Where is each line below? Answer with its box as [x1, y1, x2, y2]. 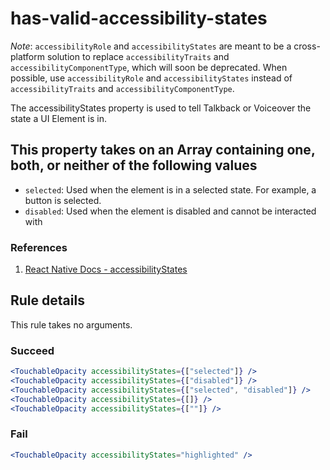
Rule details [10, 292, 85, 309]
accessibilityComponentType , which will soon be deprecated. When [10, 61, 288, 73]
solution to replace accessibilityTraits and [46, 50, 230, 62]
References [10, 240, 68, 254]
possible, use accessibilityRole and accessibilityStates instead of [10, 72, 293, 84]
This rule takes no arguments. [10, 318, 133, 331]
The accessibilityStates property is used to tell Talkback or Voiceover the [10, 102, 312, 114]
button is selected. [24, 194, 102, 206]
